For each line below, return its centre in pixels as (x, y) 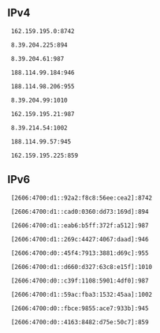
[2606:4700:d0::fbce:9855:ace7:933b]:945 (80, 308)
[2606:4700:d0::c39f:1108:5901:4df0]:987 (80, 281)
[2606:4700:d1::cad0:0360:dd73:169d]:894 (80, 211)
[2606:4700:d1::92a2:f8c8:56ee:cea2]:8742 (82, 198)
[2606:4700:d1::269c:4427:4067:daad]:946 (80, 239)
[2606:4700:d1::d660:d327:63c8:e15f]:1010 (82, 267)
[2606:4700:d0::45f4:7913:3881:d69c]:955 (80, 253)
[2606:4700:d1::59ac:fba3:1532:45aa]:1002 (82, 294)
